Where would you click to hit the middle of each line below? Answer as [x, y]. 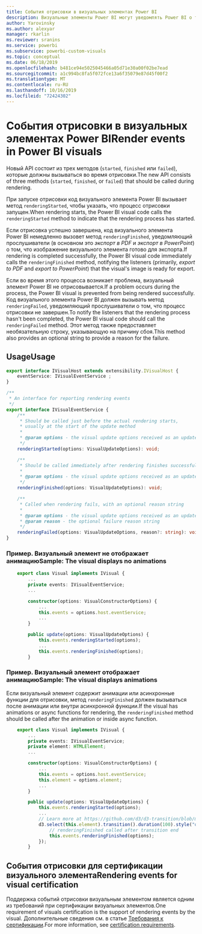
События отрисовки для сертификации [85, 866]
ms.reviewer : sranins [33, 40]
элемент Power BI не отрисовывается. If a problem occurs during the [93, 287]
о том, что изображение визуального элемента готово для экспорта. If [97, 249]
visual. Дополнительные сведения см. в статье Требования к [85, 918]
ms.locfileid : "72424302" [38, 96]
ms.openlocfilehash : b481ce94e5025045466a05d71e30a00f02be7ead [87, 68]
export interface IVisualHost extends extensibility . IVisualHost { [93, 371]
